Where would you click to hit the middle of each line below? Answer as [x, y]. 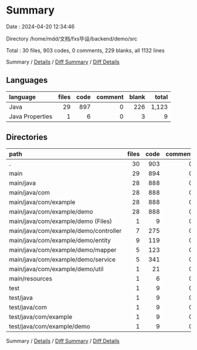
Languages [27, 80]
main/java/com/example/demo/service [62, 259]
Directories [27, 137]
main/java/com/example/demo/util [56, 269]
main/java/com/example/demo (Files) [61, 221]
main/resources [31, 278]
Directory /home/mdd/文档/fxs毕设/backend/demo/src [72, 38]
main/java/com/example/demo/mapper [63, 249]
